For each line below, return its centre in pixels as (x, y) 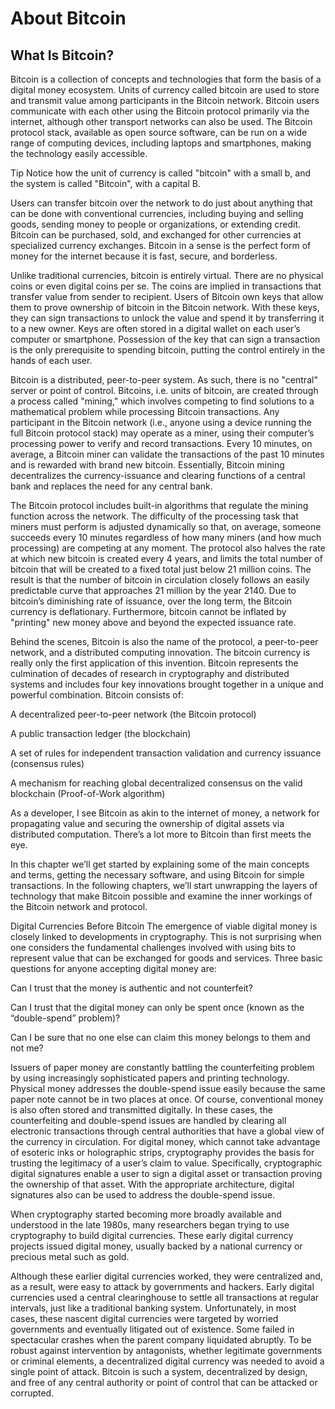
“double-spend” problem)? (65, 1018)
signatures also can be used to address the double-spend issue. (143, 1195)
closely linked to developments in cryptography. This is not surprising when (166, 936)
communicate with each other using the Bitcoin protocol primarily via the (160, 111)
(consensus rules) (47, 763)
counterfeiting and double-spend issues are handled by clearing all (148, 1120)
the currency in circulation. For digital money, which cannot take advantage (165, 1141)
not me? (27, 1048)
